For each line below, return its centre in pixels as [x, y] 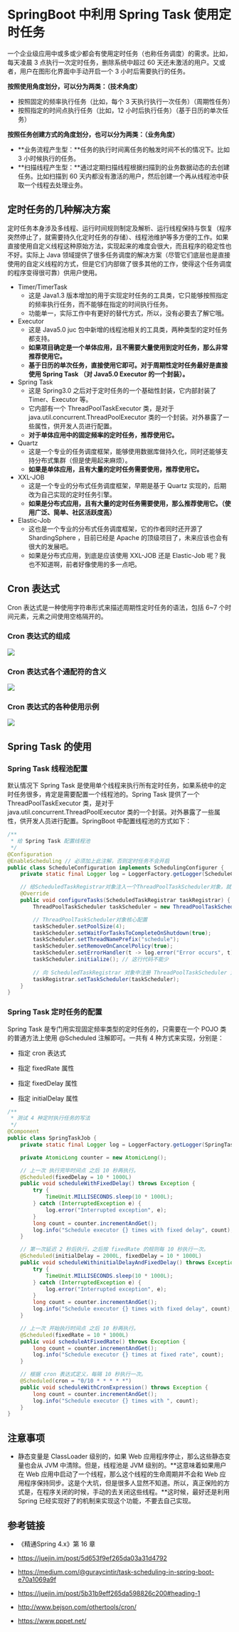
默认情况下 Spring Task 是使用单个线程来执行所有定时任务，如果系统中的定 [117, 785]
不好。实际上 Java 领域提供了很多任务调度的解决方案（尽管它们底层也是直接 [119, 255]
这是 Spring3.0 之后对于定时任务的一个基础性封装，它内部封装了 [122, 390]
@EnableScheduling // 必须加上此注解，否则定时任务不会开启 [89, 861]
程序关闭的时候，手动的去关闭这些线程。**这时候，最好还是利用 [136, 1492]
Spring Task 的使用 [50, 747]
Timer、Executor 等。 [60, 399]
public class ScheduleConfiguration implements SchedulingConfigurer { [116, 868]
